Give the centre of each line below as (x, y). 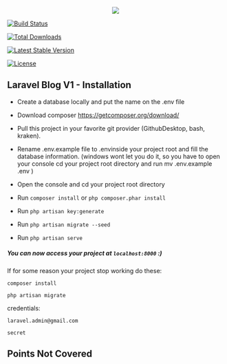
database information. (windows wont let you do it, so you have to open (118, 156)
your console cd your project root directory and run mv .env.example (115, 163)
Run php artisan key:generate (61, 211)
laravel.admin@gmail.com (43, 321)
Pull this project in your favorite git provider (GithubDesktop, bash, (111, 128)
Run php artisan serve (50, 237)
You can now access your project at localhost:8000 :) (85, 253)
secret (17, 333)
